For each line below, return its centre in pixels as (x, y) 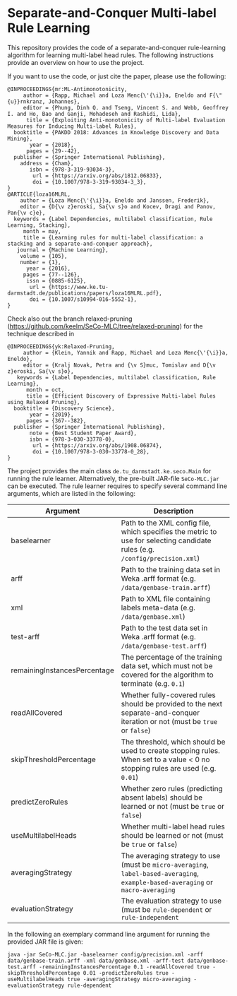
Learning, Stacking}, (39, 225)
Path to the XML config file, (166, 523)
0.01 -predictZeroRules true (126, 973)
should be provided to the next (172, 704)
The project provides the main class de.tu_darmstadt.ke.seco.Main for (109, 470)
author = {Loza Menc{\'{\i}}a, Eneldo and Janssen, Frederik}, (115, 200)
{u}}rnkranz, (26, 101)
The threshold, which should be (173, 742)
